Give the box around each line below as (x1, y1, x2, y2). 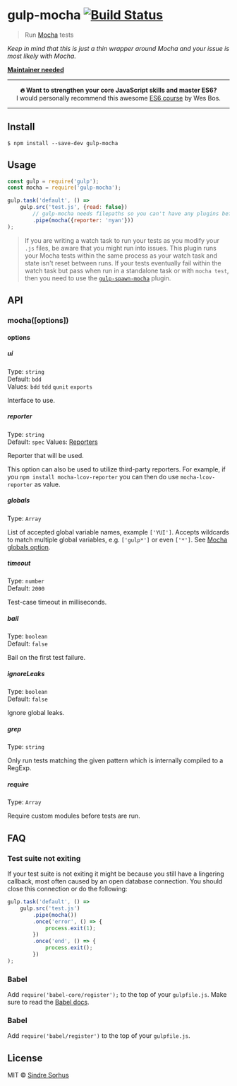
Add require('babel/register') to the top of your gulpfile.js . (7, 1031, 190, 1040)
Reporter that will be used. (7, 451, 85, 459)
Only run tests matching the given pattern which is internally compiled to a (7, 756, 224, 765)
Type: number (7, 577, 44, 585)
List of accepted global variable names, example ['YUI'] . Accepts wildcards (7, 527, 229, 536)
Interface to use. (7, 396, 55, 404)
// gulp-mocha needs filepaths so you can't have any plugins (32, 210, 219, 217)
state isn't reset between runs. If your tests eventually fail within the (24, 258, 221, 267)
